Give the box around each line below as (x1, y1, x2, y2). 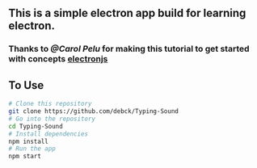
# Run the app (8, 145, 57, 153)
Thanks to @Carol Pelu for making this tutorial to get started (8, 44, 250, 55)
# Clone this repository (8, 100, 92, 108)
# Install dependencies (8, 129, 89, 138)
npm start (8, 153, 42, 161)
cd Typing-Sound (8, 122, 63, 130)
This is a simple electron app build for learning (8, 6, 246, 20)
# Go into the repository (8, 115, 95, 123)
